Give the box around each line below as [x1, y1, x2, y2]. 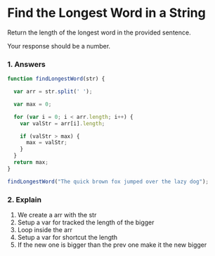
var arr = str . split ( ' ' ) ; [13, 88, 93, 96]
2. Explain [7, 195, 42, 205]
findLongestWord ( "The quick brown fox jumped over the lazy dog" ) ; [7, 178, 209, 185]
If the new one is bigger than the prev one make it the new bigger [17, 241, 207, 249]
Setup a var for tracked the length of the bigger [17, 218, 155, 226]
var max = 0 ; [13, 101, 52, 108]
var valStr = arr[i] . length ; [20, 120, 105, 127]
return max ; [13, 159, 49, 166]
